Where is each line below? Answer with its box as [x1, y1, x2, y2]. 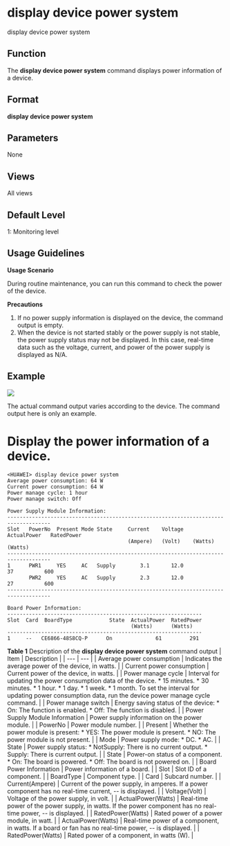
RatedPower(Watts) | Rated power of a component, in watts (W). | [7, 831, 194, 839]
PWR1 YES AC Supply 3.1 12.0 [28, 562, 184, 569]
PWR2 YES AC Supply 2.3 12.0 [28, 574, 184, 581]
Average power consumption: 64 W [7, 477, 104, 484]
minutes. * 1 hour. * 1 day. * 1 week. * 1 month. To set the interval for [7, 684, 200, 692]
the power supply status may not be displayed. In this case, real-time [17, 335, 214, 344]
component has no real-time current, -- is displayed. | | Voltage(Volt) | [7, 786, 207, 795]
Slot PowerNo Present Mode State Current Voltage [7, 525, 184, 533]
